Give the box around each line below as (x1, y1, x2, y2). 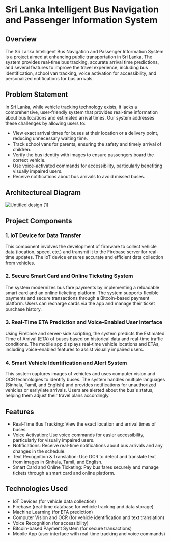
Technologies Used (5, 484, 68, 493)
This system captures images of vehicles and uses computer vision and (5, 371, 156, 377)
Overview (5, 35, 37, 43)
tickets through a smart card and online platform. (12, 470, 116, 476)
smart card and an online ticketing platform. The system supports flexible (5, 290, 159, 296)
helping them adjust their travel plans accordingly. (5, 392, 110, 399)
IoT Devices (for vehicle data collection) (12, 498, 96, 504)
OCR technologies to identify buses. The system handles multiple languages (5, 376, 165, 383)
